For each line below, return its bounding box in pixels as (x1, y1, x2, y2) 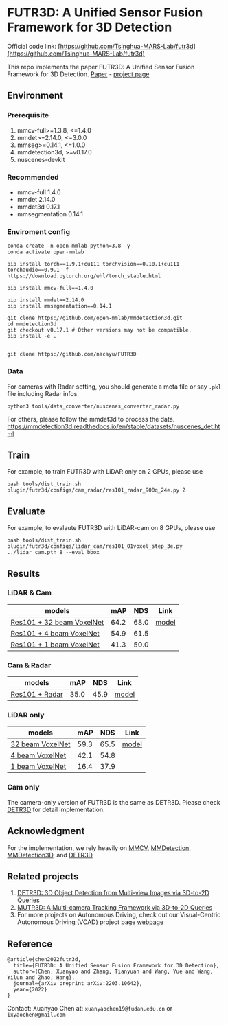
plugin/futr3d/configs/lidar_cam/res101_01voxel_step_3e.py (7, 543, 183, 550)
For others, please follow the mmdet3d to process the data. (7, 415, 175, 423)
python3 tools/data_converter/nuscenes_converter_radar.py (7, 403, 180, 410)
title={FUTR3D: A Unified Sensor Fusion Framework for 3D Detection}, (13, 963, 220, 969)
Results (7, 568, 41, 579)
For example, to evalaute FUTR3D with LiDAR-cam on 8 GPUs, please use (7, 524, 216, 532)
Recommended (7, 172, 60, 182)
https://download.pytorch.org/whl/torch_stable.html (7, 273, 161, 279)
